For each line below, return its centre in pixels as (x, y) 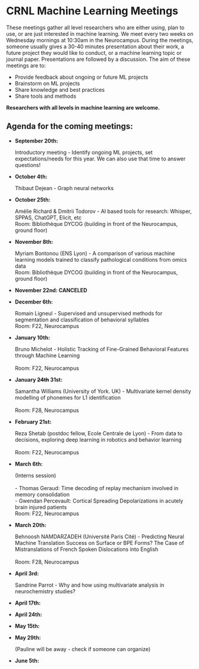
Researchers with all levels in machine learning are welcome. (83, 107)
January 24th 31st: (39, 379)
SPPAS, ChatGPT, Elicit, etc (48, 217)
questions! (28, 165)
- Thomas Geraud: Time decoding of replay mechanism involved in (97, 488)
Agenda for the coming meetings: (70, 126)
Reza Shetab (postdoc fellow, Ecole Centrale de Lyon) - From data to (99, 433)
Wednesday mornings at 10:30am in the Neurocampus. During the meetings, (100, 40)
